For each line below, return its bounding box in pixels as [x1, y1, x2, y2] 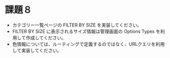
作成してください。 [26, 35, 66, 41]
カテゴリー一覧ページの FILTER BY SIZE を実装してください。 [12, 22, 142, 28]
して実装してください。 [12, 47, 62, 53]
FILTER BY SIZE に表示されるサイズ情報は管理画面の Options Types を [12, 28, 161, 34]
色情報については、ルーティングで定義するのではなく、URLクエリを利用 [12, 41, 165, 47]
